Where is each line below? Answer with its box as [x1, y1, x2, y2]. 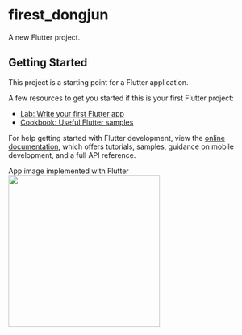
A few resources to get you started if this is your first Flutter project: [8, 93, 234, 103]
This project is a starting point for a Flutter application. [8, 77, 189, 87]
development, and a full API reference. [8, 150, 136, 159]
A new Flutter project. [8, 32, 81, 42]
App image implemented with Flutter [8, 166, 129, 176]
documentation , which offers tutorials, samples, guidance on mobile [8, 142, 234, 151]
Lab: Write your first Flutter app [19, 108, 125, 118]
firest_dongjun [8, 6, 109, 24]
